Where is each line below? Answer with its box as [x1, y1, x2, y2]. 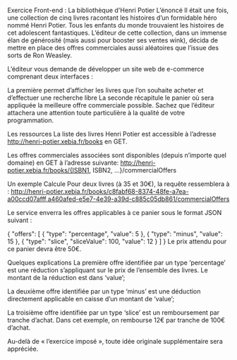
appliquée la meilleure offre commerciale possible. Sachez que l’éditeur [7, 101, 215, 109]
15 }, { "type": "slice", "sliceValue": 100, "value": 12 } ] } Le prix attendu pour [7, 237, 227, 245]
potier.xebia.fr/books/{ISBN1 [7, 166, 90, 174]
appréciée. [7, 344, 39, 353]
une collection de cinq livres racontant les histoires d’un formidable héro [7, 13, 217, 22]
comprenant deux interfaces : [7, 72, 94, 81]
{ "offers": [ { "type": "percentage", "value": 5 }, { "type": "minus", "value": [7, 230, 224, 238]
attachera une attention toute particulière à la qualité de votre [7, 109, 186, 117]
